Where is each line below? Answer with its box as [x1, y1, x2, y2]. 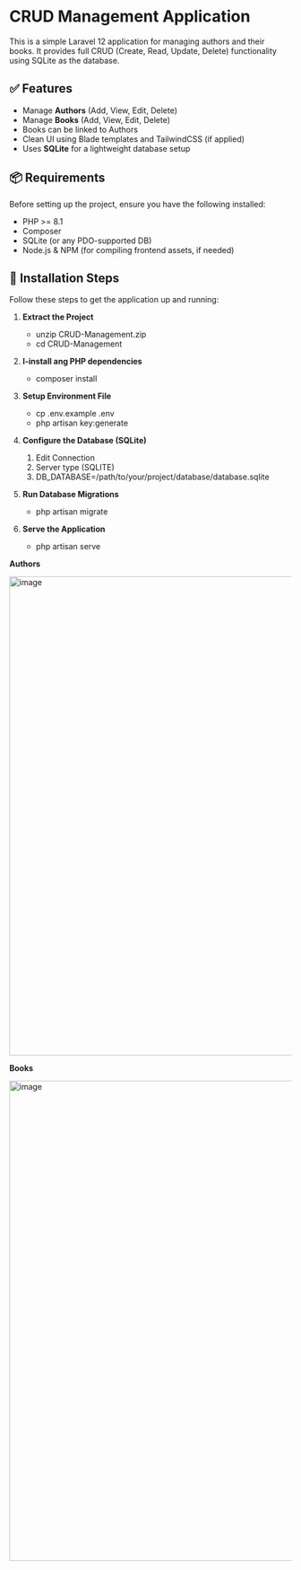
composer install [35, 373, 98, 384]
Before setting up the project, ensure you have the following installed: [9, 198, 266, 209]
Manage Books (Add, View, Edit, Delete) [21, 114, 171, 125]
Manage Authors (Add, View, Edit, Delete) [21, 105, 177, 116]
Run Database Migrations [21, 489, 119, 500]
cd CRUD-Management [35, 338, 123, 349]
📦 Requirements [9, 171, 106, 186]
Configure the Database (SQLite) [21, 435, 147, 446]
